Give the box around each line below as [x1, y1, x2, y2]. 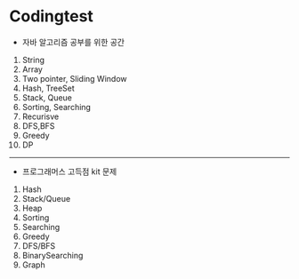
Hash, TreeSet [21, 83, 76, 93]
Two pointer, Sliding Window [21, 73, 127, 84]
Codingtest [9, 6, 93, 27]
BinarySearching [21, 250, 84, 260]
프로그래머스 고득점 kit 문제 [21, 166, 117, 177]
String [21, 54, 45, 65]
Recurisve [21, 111, 60, 122]
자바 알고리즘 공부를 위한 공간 [21, 36, 125, 47]
